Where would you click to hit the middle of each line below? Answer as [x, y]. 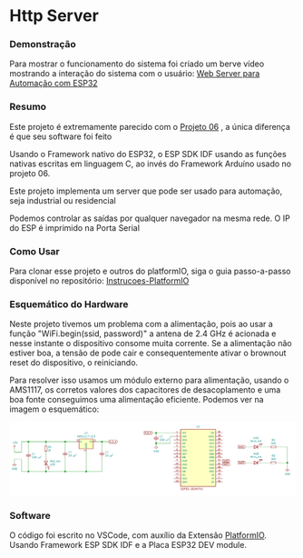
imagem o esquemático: [54, 409]
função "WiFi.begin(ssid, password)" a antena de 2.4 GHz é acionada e [143, 334]
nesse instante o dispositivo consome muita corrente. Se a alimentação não [151, 344]
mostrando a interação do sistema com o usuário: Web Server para [135, 74]
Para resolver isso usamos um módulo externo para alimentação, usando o [149, 380]
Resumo [28, 107]
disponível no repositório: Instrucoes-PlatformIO [99, 281]
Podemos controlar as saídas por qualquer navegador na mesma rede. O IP [150, 218]
